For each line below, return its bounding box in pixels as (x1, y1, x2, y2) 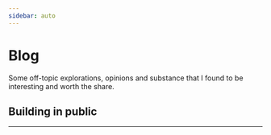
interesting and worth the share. (8, 81, 115, 91)
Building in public (8, 104, 98, 118)
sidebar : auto (8, 11, 56, 20)
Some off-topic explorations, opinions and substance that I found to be (8, 73, 244, 83)
